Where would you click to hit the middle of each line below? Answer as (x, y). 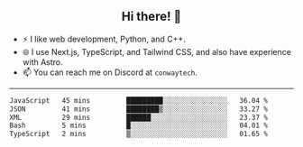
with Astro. (42, 62)
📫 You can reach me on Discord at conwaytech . (110, 72)
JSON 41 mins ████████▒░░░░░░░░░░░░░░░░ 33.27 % (139, 109)
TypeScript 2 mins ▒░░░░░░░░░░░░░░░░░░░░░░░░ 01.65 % (139, 134)
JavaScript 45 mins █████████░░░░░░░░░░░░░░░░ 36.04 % (139, 100)
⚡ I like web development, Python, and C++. (104, 39)
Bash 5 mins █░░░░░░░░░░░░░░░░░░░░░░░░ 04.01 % (139, 126)
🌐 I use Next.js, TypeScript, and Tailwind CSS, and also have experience (156, 51)
